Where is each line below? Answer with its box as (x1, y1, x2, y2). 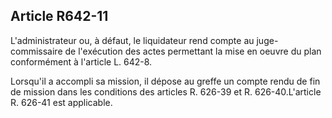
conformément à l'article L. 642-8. (10, 55, 153, 68)
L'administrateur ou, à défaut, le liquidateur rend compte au (10, 34, 255, 46)
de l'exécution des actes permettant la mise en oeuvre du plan (64, 45, 322, 57)
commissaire (10, 45, 63, 57)
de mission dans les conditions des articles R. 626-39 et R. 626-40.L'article (10, 85, 322, 98)
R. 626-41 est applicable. (10, 96, 113, 108)
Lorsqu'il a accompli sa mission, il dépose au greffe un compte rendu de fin (10, 75, 321, 87)
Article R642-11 (10, 8, 109, 25)
